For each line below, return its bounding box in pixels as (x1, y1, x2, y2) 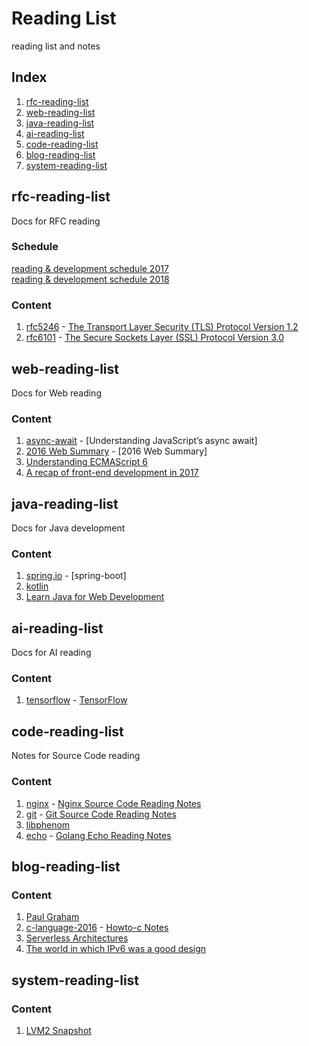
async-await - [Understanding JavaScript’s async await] (25, 435, 258, 447)
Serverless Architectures (25, 932, 129, 944)
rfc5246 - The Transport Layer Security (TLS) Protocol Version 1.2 (25, 321, 299, 333)
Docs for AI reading (11, 647, 92, 659)
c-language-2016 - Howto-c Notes (25, 922, 169, 934)
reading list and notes (11, 40, 101, 52)
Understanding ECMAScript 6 (25, 456, 148, 468)
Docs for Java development (11, 522, 126, 534)
